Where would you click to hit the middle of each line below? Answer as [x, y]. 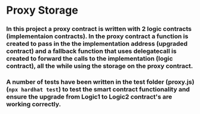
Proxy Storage [42, 10]
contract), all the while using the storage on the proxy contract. [100, 66]
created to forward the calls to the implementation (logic [90, 59]
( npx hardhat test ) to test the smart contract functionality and [98, 90]
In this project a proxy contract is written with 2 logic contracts [99, 29]
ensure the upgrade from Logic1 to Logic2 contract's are [89, 97]
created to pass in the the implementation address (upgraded [97, 44]
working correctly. [34, 104]
